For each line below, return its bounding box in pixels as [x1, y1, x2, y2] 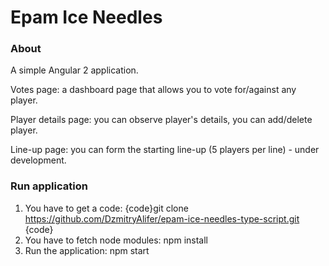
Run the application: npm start [24, 244, 150, 256]
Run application [10, 179, 88, 193]
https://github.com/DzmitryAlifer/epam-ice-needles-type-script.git [24, 212, 300, 225]
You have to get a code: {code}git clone [24, 202, 189, 214]
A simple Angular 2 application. [10, 64, 139, 76]
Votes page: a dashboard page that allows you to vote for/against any [10, 84, 297, 96]
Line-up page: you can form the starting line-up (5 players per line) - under [10, 144, 320, 156]
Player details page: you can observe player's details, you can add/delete [10, 114, 313, 126]
